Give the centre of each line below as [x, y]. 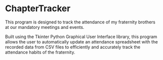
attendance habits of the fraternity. [40, 52]
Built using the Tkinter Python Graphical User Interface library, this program [81, 37]
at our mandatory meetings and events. [45, 27]
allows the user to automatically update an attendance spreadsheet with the [81, 41]
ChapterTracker [38, 9]
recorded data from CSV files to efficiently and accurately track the [73, 47]
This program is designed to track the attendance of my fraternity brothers [80, 22]
